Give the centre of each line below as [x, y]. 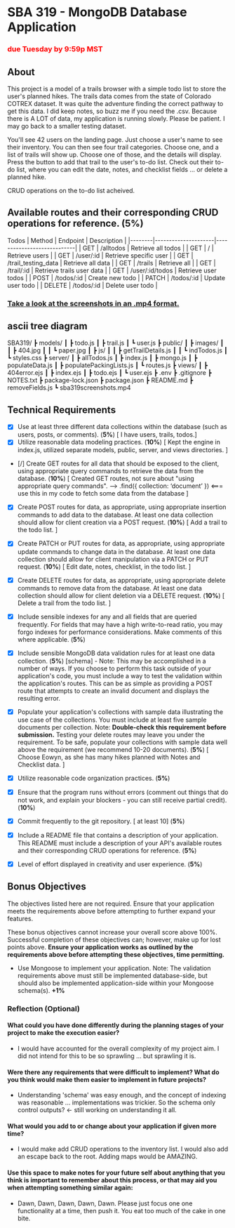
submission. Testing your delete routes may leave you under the [111, 734]
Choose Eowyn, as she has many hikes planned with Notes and [109, 757]
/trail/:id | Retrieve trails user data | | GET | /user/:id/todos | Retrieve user [112, 270]
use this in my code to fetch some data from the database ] [103, 494]
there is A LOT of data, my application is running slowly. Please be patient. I [116, 118]
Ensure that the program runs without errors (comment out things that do [123, 792]
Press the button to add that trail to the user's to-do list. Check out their [110, 161]
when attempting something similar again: [70, 1188]
